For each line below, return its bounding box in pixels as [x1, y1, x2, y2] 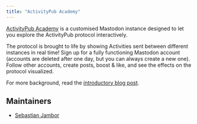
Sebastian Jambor [14, 112, 60, 119]
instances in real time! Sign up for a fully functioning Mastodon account [6, 48, 180, 56]
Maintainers [6, 96, 52, 106]
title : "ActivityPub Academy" [6, 8, 81, 15]
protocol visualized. [6, 67, 54, 74]
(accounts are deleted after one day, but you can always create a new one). [6, 55, 190, 62]
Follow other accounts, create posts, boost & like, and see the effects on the [6, 61, 192, 68]
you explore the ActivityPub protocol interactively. [6, 31, 128, 38]
